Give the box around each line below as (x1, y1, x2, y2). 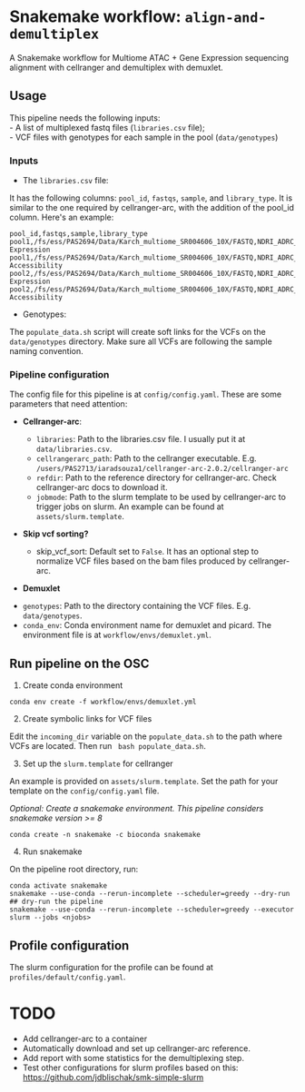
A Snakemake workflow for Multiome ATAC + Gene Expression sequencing (9, 52, 289, 63)
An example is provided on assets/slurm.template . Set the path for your (9, 776, 279, 787)
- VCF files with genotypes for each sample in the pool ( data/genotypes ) (9, 132, 279, 143)
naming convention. (9, 346, 84, 357)
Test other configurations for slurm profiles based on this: (22, 1062, 239, 1073)
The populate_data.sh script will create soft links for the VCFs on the (9, 327, 266, 338)
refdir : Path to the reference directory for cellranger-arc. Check (35, 472, 277, 483)
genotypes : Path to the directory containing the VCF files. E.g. (22, 601, 251, 612)
